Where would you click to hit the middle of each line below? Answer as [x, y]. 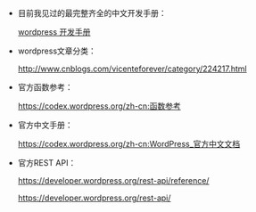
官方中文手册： [45, 125]
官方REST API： [47, 163]
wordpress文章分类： [57, 51]
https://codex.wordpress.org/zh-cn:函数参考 [99, 106]
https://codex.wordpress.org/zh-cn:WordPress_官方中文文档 [129, 144]
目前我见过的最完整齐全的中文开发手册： [92, 13]
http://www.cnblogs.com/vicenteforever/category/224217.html [132, 69]
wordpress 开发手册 [54, 32]
